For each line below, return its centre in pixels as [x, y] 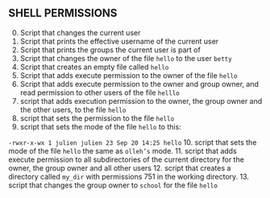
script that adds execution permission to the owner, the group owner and [141, 101]
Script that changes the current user [80, 32]
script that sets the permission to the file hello [97, 118]
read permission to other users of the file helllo [100, 93]
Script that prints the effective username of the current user [119, 41]
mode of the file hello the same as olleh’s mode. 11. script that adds [123, 151]
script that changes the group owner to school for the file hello [113, 185]
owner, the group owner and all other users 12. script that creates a [120, 167]
